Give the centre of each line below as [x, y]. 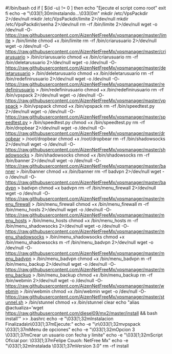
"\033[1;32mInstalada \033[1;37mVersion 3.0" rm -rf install [67, 346]
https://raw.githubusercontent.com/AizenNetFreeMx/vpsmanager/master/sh [85, 150]
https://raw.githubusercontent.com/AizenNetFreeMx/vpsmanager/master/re [85, 84]
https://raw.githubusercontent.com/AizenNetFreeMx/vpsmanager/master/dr [85, 133]
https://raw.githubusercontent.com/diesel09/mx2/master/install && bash [81, 313]
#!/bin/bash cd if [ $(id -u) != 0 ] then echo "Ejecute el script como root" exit [86, 8]
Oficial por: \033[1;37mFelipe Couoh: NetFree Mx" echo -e [67, 340]
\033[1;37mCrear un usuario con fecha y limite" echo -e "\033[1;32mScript [84, 335]
